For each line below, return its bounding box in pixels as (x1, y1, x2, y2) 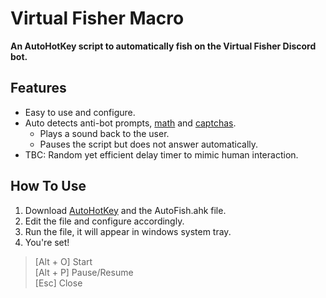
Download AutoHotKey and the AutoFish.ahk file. (24, 204, 227, 216)
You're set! (24, 236, 70, 248)
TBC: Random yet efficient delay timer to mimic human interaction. (24, 148, 299, 161)
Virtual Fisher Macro (10, 7, 185, 30)
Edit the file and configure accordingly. (24, 215, 185, 227)
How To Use (10, 178, 87, 195)
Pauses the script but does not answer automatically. (39, 138, 259, 150)
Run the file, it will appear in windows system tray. (24, 225, 232, 237)
